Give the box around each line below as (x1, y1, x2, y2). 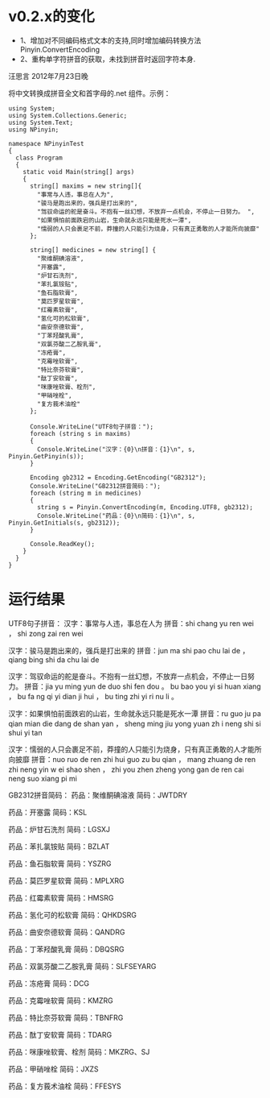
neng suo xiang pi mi (8, 773, 78, 783)
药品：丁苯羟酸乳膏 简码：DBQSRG (8, 944, 125, 954)
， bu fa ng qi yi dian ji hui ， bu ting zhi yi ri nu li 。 (8, 691, 178, 701)
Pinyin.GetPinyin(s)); (8, 452, 84, 460)
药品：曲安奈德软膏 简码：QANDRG (8, 927, 125, 937)
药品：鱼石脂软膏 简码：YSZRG (8, 859, 112, 868)
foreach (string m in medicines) (29, 489, 142, 497)
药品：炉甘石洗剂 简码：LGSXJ (8, 824, 111, 834)
